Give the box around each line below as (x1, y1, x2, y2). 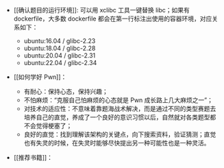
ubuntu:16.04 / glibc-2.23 (23, 37, 96, 45)
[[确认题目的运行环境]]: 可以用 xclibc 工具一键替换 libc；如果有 (13, 6, 190, 14)
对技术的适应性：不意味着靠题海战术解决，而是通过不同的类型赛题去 (23, 105, 216, 112)
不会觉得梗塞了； (23, 122, 73, 130)
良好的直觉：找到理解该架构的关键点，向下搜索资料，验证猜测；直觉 (23, 130, 216, 139)
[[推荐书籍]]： (13, 154, 53, 161)
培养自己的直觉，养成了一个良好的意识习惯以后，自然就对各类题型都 (23, 113, 216, 121)
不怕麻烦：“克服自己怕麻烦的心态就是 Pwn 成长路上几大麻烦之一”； (23, 96, 214, 104)
